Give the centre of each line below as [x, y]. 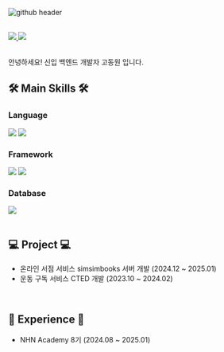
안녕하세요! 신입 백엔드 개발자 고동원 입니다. [76, 62]
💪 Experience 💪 [46, 320]
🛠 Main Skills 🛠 [48, 89]
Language [28, 115]
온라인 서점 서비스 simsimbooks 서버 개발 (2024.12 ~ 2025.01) [118, 269]
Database [27, 193]
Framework [31, 154]
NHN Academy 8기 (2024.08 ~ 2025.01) [85, 339]
